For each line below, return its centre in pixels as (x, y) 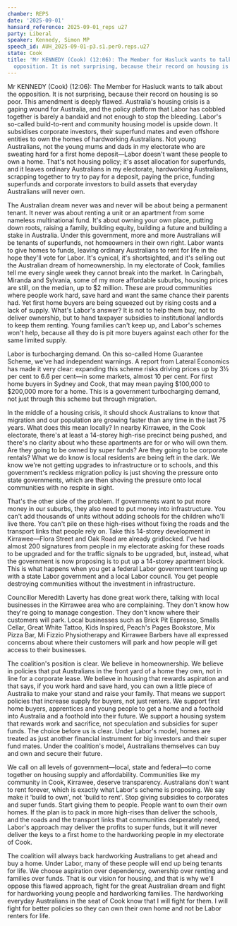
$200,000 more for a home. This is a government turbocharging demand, (114, 391)
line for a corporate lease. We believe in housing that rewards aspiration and (118, 678)
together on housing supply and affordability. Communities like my (104, 774)
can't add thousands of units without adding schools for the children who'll (116, 516)
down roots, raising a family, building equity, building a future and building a (117, 227)
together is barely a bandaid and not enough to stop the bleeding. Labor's (115, 116)
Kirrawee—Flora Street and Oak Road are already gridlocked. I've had (109, 539)
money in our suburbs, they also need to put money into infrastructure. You (116, 508)
